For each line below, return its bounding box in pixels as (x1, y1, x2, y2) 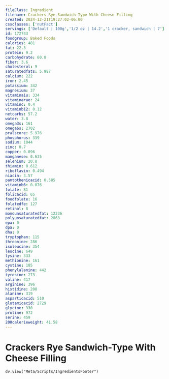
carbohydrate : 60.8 (5, 54, 47, 60)
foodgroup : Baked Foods (5, 36, 56, 41)
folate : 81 (5, 187, 28, 192)
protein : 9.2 (5, 50, 33, 55)
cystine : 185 (5, 263, 33, 268)
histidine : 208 (5, 286, 38, 291)
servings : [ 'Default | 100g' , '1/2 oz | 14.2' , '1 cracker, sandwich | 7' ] (5, 26, 165, 32)
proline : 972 (5, 310, 33, 315)
